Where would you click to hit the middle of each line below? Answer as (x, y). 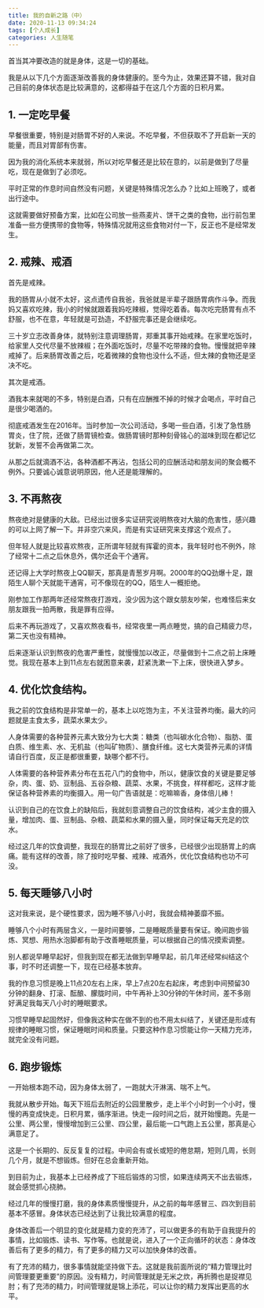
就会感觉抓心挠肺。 (39, 1187)
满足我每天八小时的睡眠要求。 (63, 1003)
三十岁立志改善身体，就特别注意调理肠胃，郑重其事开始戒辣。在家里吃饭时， (132, 335)
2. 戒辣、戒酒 (40, 262)
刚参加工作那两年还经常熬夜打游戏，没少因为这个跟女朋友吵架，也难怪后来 (128, 599)
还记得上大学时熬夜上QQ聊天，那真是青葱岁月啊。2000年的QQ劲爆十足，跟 (130, 572)
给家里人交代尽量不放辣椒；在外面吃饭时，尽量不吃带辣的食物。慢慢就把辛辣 (132, 345)
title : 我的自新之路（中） (47, 15)
